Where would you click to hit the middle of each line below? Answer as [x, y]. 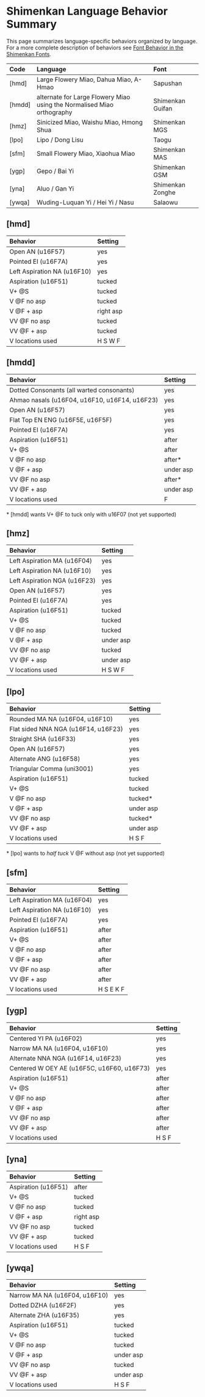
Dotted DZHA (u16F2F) [43, 1305]
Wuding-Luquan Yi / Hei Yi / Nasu [85, 202]
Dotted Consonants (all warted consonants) [72, 390]
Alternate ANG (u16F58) [45, 759]
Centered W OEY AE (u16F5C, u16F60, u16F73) [80, 1068]
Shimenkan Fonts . [29, 54]
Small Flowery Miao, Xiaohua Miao [86, 153]
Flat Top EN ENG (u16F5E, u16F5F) [61, 419]
